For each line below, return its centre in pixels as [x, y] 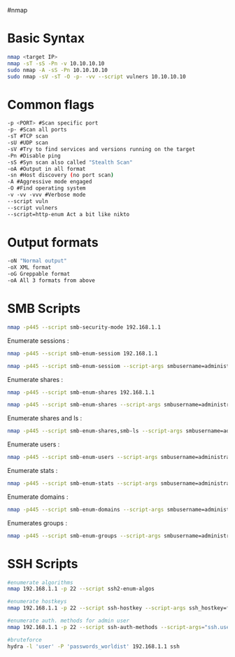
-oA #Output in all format [47, 169]
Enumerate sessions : [38, 340]
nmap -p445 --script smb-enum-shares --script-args [84, 405]
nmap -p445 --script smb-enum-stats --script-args [83, 483]
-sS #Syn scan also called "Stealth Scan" [70, 162]
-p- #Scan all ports [37, 130]
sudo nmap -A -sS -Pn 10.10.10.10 [58, 70]
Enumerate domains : [38, 497]
